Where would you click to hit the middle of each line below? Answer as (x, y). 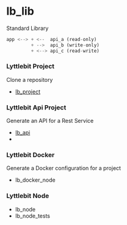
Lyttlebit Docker (31, 155)
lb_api (23, 133)
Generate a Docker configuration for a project (64, 168)
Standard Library (27, 28)
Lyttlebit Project (31, 67)
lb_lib (20, 11)
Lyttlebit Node (28, 196)
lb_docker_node (35, 180)
